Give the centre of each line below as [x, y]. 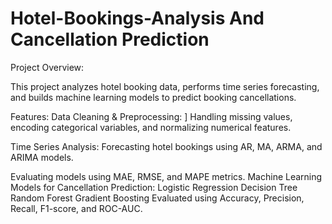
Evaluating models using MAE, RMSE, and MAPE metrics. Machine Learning [166, 176]
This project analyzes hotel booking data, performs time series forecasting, [165, 86]
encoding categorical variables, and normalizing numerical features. [151, 127]
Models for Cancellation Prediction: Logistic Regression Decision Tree [154, 187]
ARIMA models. [42, 157]
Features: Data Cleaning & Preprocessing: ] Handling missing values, [151, 116]
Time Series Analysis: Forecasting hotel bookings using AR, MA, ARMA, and [166, 146]
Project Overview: [47, 67]
